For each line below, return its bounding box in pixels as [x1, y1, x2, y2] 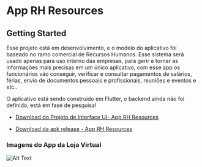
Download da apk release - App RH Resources [15, 125, 133, 132]
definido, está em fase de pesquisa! [6, 102, 97, 109]
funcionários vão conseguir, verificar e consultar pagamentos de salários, [6, 70, 192, 77]
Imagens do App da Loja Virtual [6, 140, 102, 149]
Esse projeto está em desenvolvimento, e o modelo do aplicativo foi [6, 44, 177, 51]
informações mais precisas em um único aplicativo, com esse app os [6, 64, 181, 71]
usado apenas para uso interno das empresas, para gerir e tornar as [6, 58, 179, 64]
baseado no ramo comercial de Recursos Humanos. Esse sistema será [6, 51, 184, 58]
